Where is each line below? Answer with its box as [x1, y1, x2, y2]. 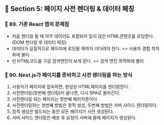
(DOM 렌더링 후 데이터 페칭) [11, 39, 67, 45]
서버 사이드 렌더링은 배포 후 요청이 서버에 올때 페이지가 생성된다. [11, 115, 137, 121]
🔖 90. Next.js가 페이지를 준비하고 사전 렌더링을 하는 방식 [4, 71, 133, 78]
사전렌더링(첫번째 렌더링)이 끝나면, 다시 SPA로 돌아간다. [11, 90, 120, 96]
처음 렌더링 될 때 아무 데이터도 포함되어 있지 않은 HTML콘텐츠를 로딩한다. [11, 33, 155, 39]
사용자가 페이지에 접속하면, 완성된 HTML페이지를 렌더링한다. [11, 83, 130, 89]
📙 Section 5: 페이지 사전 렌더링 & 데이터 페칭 [4, 4, 135, 13]
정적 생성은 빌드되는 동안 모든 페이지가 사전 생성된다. [11, 108, 114, 114]
